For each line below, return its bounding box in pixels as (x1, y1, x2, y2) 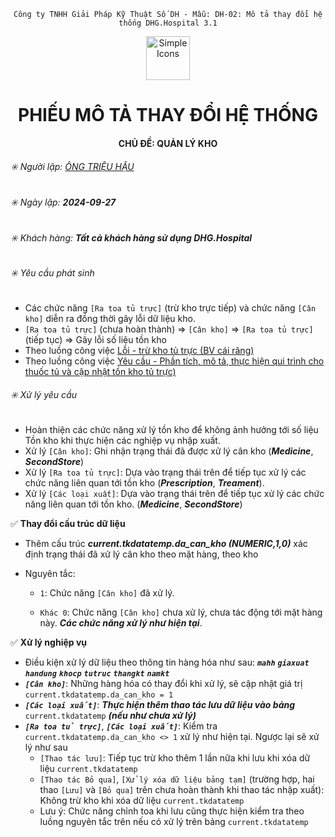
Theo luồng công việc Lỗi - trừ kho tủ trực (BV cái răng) (24, 344, 255, 356)
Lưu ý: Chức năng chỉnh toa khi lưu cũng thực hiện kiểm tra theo (39, 805, 305, 817)
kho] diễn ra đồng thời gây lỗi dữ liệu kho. (24, 312, 196, 324)
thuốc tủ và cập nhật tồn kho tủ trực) (24, 365, 177, 377)
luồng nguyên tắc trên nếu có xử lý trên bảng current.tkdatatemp (39, 816, 309, 828)
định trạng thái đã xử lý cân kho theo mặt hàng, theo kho (24, 548, 259, 560)
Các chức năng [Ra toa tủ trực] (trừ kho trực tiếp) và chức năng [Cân (24, 301, 317, 314)
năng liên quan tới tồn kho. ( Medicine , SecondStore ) (24, 498, 243, 510)
